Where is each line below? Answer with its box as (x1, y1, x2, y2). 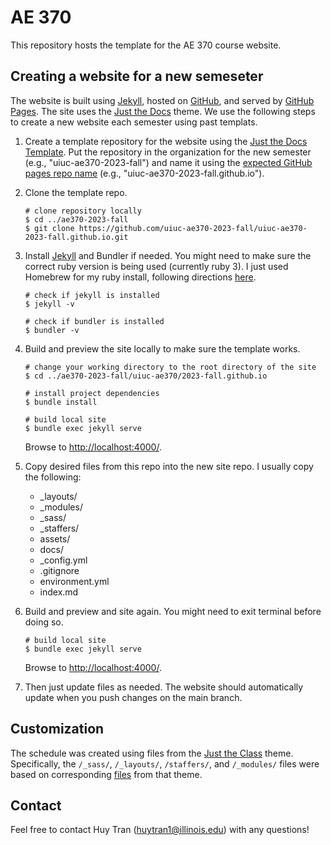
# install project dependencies (24, 388, 160, 398)
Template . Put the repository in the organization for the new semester (24, 146, 312, 158)
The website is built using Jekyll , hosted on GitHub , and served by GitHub (10, 94, 315, 106)
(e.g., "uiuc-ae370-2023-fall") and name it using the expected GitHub (24, 156, 313, 168)
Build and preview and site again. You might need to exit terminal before (24, 605, 322, 617)
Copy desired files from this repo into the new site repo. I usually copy (24, 460, 314, 472)
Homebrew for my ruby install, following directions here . (24, 271, 257, 283)
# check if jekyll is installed (24, 290, 160, 300)
